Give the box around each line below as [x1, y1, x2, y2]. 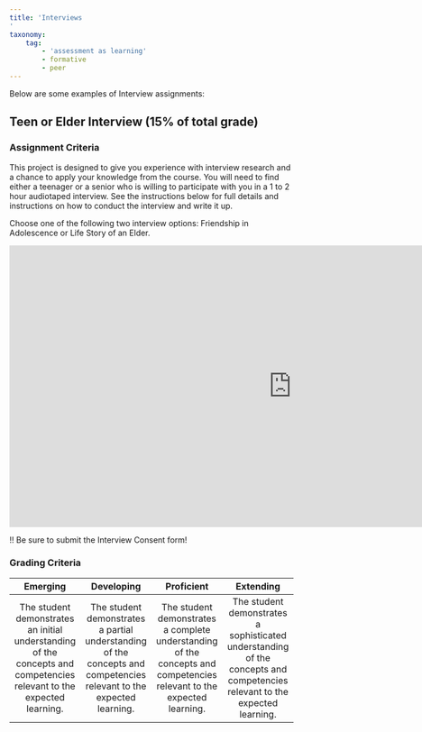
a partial [98, 623, 133, 636]
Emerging [23, 580, 67, 592]
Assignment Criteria [9, 142, 100, 154]
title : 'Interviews [9, 13, 83, 23]
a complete [163, 623, 211, 636]
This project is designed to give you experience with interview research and [9, 161, 291, 172]
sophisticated [229, 628, 287, 641]
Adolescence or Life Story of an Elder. [9, 227, 151, 238]
